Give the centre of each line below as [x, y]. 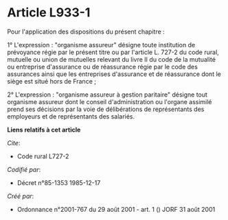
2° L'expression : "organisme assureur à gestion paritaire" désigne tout [107, 95]
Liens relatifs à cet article [44, 130]
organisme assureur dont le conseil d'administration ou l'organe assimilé [110, 101]
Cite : [14, 143]
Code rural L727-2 [43, 156]
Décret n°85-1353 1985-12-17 [59, 182]
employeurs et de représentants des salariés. [71, 116]
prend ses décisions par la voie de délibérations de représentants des [106, 109]
